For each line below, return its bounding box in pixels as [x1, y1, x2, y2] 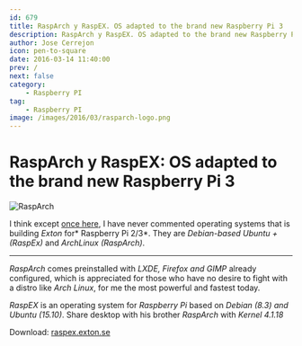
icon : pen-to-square [9, 47, 87, 56]
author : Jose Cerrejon [9, 38, 94, 48]
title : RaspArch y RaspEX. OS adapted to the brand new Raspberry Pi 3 [9, 22, 283, 31]
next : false [9, 72, 54, 81]
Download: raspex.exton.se [9, 327, 111, 338]
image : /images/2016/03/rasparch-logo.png [9, 113, 171, 122]
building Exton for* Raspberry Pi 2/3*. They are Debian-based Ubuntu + [9, 228, 279, 239]
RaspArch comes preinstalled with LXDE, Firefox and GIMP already [9, 263, 257, 274]
